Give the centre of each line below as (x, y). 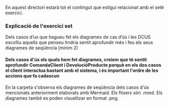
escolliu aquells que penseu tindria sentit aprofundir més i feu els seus (79, 42)
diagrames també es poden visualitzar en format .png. (62, 98)
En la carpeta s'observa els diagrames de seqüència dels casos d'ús (77, 87)
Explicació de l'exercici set (39, 26)
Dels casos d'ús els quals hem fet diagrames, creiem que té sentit (76, 59)
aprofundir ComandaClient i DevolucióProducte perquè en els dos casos (83, 65)
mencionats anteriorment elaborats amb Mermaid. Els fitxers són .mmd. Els (84, 92)
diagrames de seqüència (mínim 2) (42, 48)
